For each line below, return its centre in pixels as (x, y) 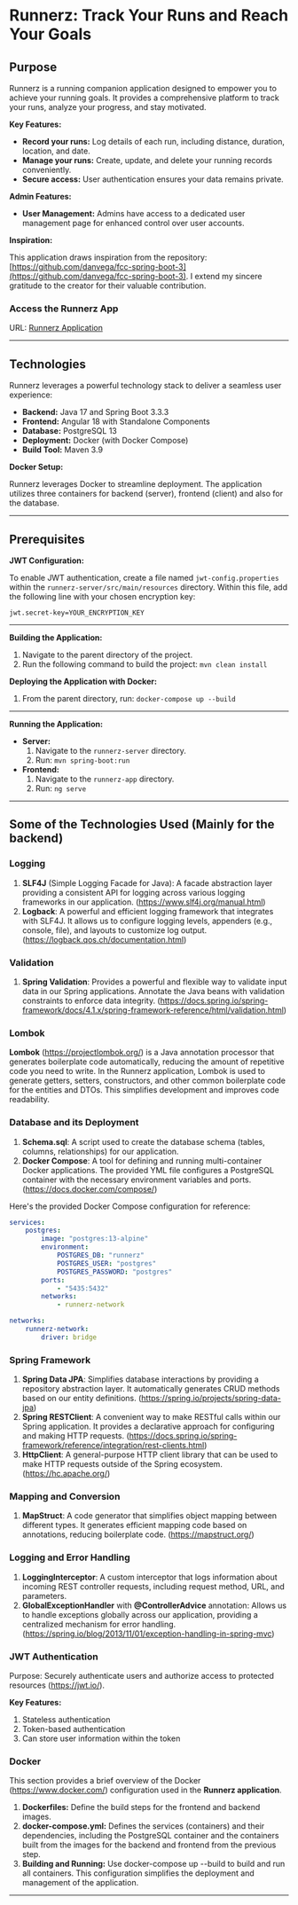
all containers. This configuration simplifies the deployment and (138, 1873)
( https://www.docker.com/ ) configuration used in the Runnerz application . (145, 1790)
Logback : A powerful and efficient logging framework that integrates (148, 911)
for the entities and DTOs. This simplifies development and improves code (144, 1090)
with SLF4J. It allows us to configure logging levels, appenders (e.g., (147, 921)
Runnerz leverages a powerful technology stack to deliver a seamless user (145, 386)
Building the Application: (56, 637)
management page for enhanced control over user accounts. (133, 223)
